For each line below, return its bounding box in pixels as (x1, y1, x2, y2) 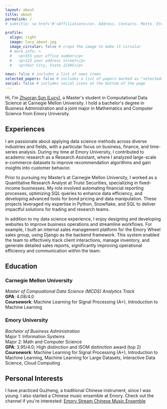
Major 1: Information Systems (5, 333, 65, 339)
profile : (5, 30, 23, 35)
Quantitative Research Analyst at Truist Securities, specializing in (5, 180, 138, 186)
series (5, 149, 18, 155)
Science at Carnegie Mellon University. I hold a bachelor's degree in (5, 100, 145, 106)
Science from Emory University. (5, 110, 71, 116)
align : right (9, 35, 37, 40)
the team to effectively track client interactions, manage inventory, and (5, 237, 150, 243)
